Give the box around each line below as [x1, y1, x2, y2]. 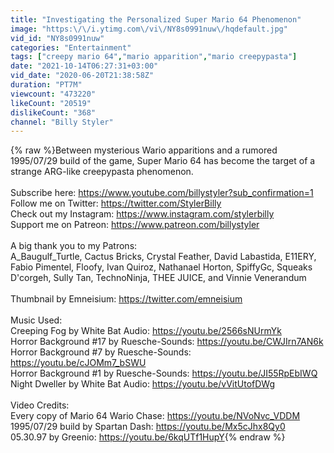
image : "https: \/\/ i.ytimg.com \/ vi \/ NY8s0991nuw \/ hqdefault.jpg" [10, 24, 288, 34]
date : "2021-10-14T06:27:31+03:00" [10, 61, 159, 71]
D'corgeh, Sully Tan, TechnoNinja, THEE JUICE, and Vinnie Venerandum [10, 272, 307, 284]
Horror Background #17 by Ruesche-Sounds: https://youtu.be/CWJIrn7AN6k [10, 336, 324, 348]
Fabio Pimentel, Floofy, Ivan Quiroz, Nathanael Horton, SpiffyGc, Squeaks [10, 261, 313, 273]
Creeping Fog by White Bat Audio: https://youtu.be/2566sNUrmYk [10, 325, 282, 337]
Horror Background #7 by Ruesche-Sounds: [10, 346, 192, 358]
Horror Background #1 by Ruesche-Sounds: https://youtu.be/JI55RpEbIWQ [10, 367, 318, 380]
